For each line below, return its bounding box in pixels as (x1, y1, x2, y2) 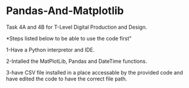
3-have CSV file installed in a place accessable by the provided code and (6, 69, 183, 76)
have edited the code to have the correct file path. (6, 75, 127, 82)
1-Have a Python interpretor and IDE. (6, 46, 95, 53)
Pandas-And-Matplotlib (6, 4, 124, 18)
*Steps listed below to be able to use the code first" (6, 35, 132, 42)
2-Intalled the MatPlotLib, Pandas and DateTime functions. (6, 57, 147, 65)
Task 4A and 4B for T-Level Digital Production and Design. (6, 23, 147, 31)
